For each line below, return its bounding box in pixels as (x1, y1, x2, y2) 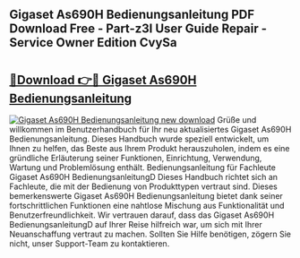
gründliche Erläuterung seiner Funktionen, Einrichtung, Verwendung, (9, 152, 262, 163)
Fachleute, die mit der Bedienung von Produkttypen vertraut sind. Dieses (9, 181, 278, 192)
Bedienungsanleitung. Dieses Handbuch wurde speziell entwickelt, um (9, 133, 270, 144)
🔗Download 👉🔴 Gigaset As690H (9, 72, 197, 88)
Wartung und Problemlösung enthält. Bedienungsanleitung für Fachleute (9, 162, 276, 173)
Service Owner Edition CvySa (9, 35, 177, 50)
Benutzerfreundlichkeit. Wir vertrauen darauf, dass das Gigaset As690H (9, 210, 275, 220)
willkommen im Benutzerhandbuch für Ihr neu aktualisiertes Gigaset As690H (9, 125, 292, 134)
